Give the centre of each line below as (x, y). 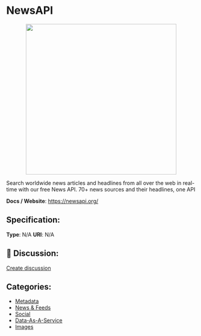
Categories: (29, 287)
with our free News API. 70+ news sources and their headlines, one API (107, 189)
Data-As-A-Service (39, 320)
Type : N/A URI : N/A (30, 234)
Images (24, 327)
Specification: (33, 220)
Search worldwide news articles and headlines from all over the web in (94, 183)
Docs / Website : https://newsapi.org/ (52, 201)
